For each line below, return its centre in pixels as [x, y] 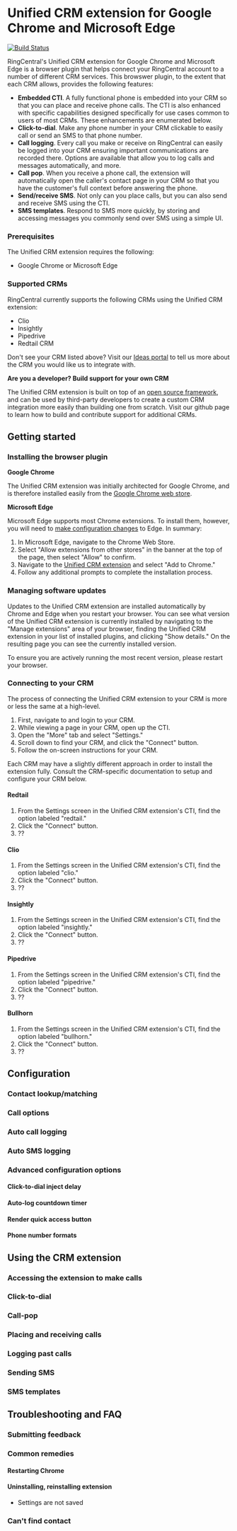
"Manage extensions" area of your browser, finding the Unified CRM [107, 629]
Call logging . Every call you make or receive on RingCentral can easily [120, 142]
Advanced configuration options [64, 1170]
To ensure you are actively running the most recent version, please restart [115, 657]
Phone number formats [42, 1235]
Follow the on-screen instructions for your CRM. [88, 750]
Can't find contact [39, 1521]
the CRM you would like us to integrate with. [71, 364]
